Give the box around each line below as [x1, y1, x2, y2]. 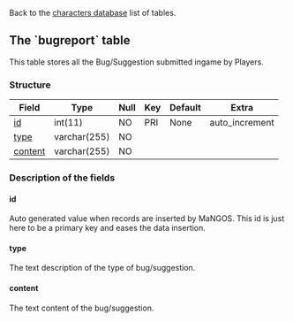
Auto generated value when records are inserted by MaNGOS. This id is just [9, 213, 285, 224]
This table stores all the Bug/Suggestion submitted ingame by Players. [9, 57, 265, 67]
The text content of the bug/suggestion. [9, 303, 154, 313]
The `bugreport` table [9, 33, 131, 48]
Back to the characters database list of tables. [9, 8, 177, 18]
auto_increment [209, 117, 275, 129]
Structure [9, 79, 51, 91]
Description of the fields [9, 172, 116, 184]
